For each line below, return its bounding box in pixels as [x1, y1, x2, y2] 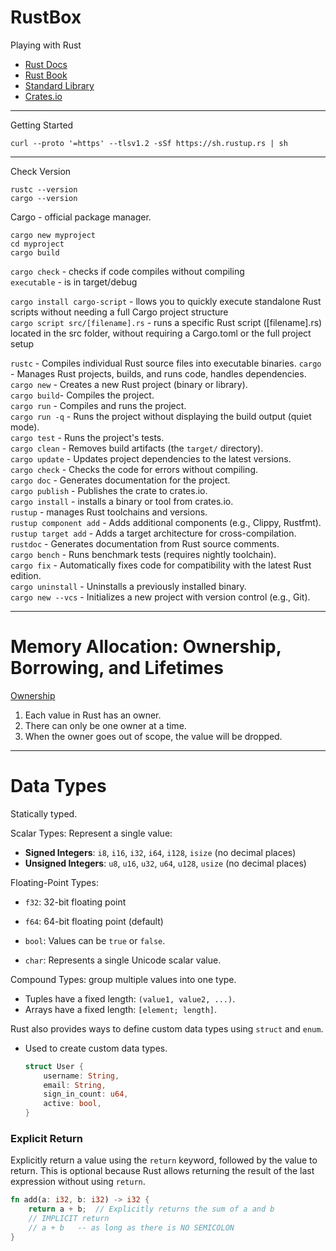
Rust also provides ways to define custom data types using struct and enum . [10, 1022, 324, 1035]
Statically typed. [10, 807, 78, 820]
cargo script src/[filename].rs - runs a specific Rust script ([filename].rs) [10, 316, 323, 328]
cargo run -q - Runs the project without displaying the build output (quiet [10, 410, 312, 422]
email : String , [43, 1080, 107, 1090]
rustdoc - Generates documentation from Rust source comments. [10, 537, 280, 550]
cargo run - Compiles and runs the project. [10, 399, 187, 411]
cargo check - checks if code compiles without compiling [10, 265, 245, 277]
